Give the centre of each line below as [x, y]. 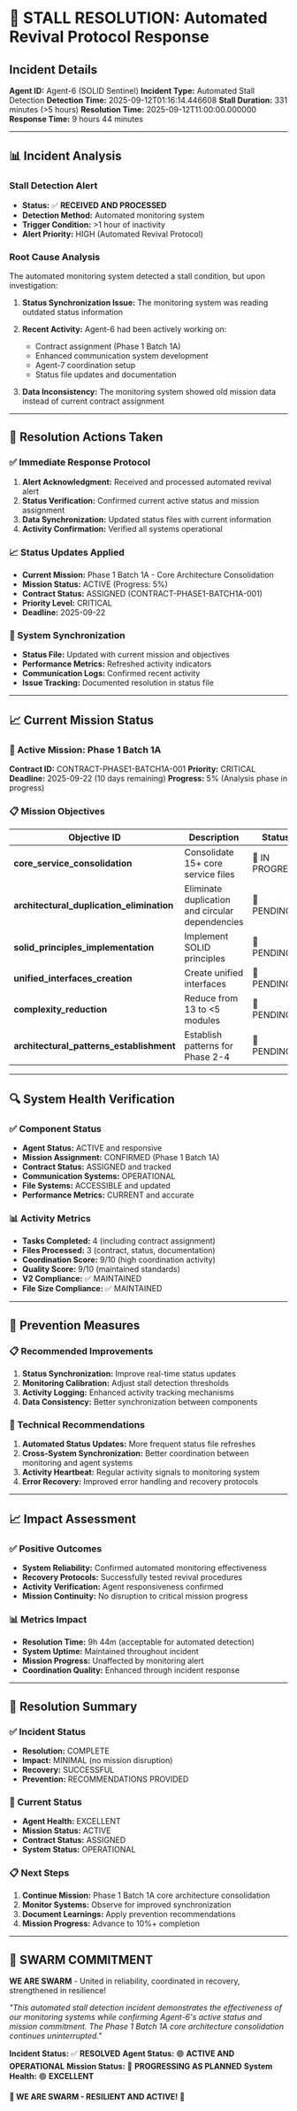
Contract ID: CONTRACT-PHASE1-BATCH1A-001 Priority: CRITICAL [133, 768]
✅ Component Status [55, 1129]
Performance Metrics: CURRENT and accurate [108, 1195]
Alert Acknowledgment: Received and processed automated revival [147, 482]
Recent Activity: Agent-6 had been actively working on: [124, 329]
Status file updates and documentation [106, 374]
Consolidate [209, 852]
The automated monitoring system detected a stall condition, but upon [137, 276]
